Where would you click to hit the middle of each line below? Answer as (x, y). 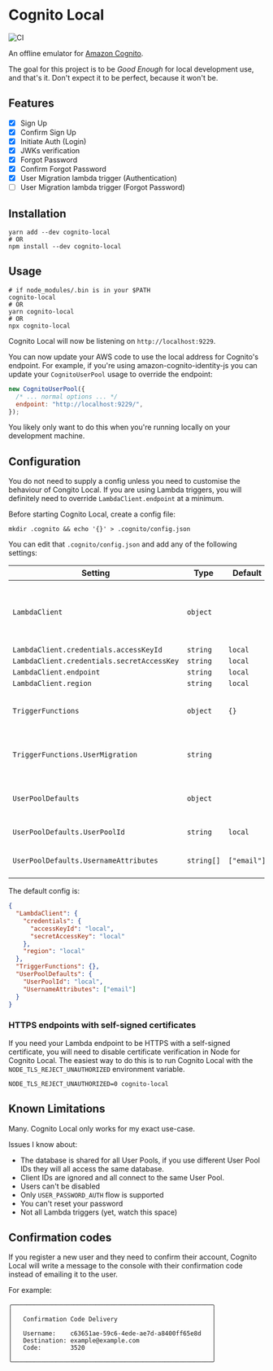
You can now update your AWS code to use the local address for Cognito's (133, 357)
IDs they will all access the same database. (92, 1169)
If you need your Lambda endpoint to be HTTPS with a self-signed (119, 1043)
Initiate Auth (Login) (53, 141)
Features (31, 103)
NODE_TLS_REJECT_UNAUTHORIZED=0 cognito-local (89, 1084)
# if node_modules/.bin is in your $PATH (80, 290)
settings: (23, 553)
